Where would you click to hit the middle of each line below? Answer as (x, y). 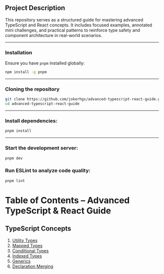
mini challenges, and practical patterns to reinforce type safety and (73, 30)
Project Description (35, 8)
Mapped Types (27, 245)
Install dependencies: (31, 120)
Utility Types (25, 240)
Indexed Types (27, 256)
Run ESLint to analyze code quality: (48, 171)
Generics (21, 261)
